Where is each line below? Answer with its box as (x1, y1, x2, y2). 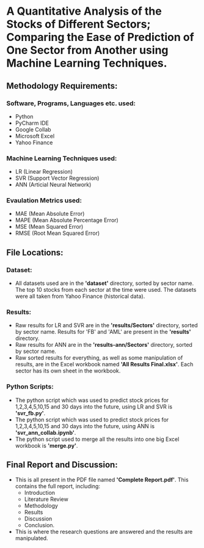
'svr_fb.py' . (15, 409, 46, 417)
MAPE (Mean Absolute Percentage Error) (15, 217, 119, 224)
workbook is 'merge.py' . (15, 442, 78, 449)
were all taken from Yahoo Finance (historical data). (15, 292, 145, 300)
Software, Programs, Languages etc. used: (6, 99, 136, 108)
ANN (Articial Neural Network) (15, 181, 92, 188)
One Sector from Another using (6, 43, 169, 57)
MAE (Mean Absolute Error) (15, 210, 85, 218)
